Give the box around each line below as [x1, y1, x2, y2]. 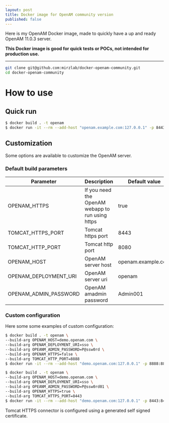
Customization [5, 139, 53, 148]
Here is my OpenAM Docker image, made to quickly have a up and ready [5, 31, 156, 37]
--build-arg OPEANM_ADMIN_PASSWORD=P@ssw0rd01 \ [5, 384, 109, 389]
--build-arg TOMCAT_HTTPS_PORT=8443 [5, 393, 82, 398]
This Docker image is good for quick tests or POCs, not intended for [5, 46, 149, 52]
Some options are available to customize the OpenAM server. [5, 152, 132, 159]
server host [84, 261, 112, 268]
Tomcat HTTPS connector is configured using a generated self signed [5, 407, 150, 413]
